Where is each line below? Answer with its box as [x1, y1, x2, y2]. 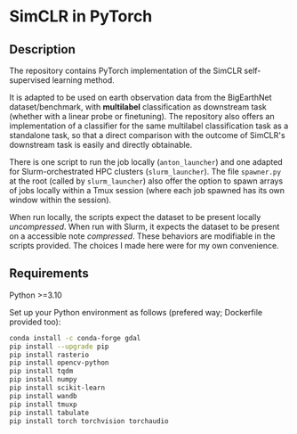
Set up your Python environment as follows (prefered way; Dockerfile [9, 307, 263, 317]
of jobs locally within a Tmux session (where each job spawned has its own [9, 185, 285, 195]
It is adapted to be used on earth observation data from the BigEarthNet [9, 92, 272, 102]
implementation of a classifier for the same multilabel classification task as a [9, 120, 289, 131]
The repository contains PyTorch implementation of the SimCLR [9, 65, 243, 76]
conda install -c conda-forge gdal [9, 333, 141, 342]
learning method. [52, 75, 115, 86]
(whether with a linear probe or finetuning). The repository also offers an [9, 111, 275, 121]
